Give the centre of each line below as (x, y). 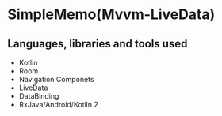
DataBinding (39, 96)
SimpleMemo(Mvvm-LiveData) (111, 15)
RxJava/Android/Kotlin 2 (58, 105)
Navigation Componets (56, 79)
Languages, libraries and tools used (98, 44)
